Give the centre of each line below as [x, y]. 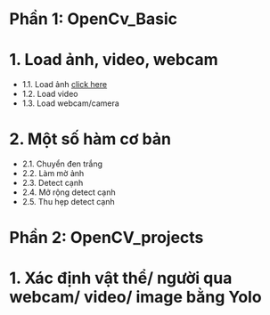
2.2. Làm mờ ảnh [53, 174]
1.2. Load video [50, 94]
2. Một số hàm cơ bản [90, 139]
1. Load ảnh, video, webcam [114, 60]
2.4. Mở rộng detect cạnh [69, 192]
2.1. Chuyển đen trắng [62, 164]
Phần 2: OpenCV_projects [106, 238]
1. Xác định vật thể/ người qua [121, 278]
